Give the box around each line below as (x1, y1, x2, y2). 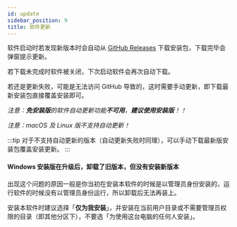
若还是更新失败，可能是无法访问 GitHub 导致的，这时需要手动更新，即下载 (7, 82, 223, 91)
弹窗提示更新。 (7, 52, 51, 61)
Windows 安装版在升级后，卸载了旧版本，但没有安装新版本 (7, 162, 180, 171)
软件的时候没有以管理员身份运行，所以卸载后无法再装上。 (13, 188, 181, 197)
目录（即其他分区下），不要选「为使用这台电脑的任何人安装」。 (19, 212, 199, 221)
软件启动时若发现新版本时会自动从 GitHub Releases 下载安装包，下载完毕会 (7, 44, 226, 52)
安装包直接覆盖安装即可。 (13, 91, 88, 99)
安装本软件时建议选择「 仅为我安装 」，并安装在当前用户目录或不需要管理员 (7, 203, 221, 211)
